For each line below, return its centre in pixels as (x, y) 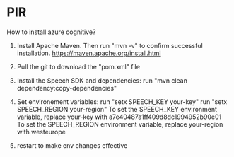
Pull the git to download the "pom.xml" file (78, 66)
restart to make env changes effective (72, 145)
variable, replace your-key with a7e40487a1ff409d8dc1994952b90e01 (119, 117)
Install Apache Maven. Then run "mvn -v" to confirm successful (110, 45)
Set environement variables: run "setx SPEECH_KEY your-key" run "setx (122, 101)
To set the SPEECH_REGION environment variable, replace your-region (120, 124)
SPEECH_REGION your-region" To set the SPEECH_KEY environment (117, 109)
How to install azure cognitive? (51, 32)
